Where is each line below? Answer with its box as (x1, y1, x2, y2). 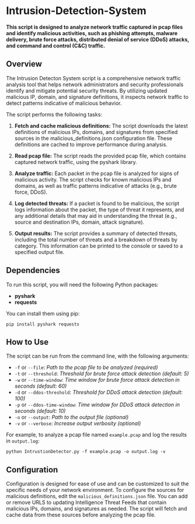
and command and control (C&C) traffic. (6, 42, 106, 49)
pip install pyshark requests (6, 321, 80, 327)
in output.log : (6, 437, 40, 444)
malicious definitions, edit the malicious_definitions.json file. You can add (6, 493, 188, 500)
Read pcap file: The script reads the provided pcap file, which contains (14, 152, 186, 159)
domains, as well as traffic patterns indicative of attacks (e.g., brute (14, 182, 177, 189)
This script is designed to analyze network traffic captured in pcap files (6, 23, 183, 30)
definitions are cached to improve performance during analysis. (14, 141, 168, 148)
